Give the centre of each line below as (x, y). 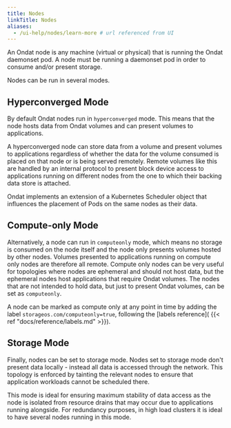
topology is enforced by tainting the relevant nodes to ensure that (100, 374)
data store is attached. (39, 183)
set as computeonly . (34, 293)
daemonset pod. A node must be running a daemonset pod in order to (107, 60)
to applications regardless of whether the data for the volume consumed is (113, 154)
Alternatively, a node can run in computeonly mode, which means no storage (115, 242)
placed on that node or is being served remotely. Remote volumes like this (112, 161)
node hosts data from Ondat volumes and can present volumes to (100, 126)
